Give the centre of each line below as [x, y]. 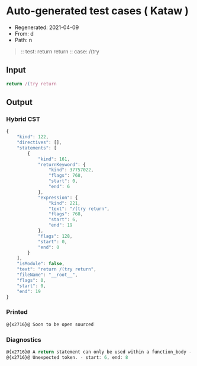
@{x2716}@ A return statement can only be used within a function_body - [99, 352]
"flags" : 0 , [31, 280]
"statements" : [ [37, 148]
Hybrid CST [23, 119]
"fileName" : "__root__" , [47, 275]
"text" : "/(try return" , [79, 209]
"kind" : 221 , [64, 203]
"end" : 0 [49, 247]
